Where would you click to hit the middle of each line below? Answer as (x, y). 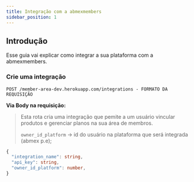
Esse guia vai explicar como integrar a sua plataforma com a (80, 55)
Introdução (27, 41)
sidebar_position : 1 (32, 17)
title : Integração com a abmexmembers (54, 12)
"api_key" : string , (35, 162)
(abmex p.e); (36, 141)
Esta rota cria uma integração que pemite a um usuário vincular (98, 116)
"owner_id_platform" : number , (48, 168)
